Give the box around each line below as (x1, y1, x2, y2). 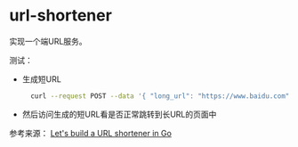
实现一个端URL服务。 (9, 36, 87, 46)
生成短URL (21, 73, 62, 85)
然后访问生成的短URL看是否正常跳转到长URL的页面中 (21, 109, 217, 119)
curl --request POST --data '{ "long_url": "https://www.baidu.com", (30, 91, 294, 101)
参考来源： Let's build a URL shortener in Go (9, 127, 172, 138)
